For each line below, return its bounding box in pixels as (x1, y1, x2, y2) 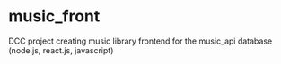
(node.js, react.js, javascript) (8, 44, 114, 55)
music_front (8, 6, 101, 27)
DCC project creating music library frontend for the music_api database (8, 36, 273, 46)
